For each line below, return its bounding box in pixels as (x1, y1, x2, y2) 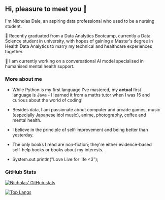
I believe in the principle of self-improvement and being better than (12, 127, 148, 133)
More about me (5, 75, 42, 82)
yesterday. (12, 132, 34, 138)
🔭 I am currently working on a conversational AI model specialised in (5, 58, 144, 64)
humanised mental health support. (5, 63, 75, 69)
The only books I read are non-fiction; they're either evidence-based (12, 141, 152, 148)
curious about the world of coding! (12, 97, 83, 103)
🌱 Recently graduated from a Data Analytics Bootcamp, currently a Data (5, 33, 151, 38)
